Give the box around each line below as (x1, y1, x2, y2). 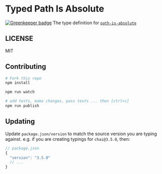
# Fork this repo (5, 76, 42, 81)
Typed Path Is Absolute (5, 3, 105, 15)
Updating (5, 117, 35, 126)
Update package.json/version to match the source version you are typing (5, 131, 157, 137)
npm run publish (5, 103, 39, 108)
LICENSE (5, 34, 34, 43)
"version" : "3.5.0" (10, 155, 51, 160)
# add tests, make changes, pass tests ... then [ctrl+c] (5, 99, 129, 104)
